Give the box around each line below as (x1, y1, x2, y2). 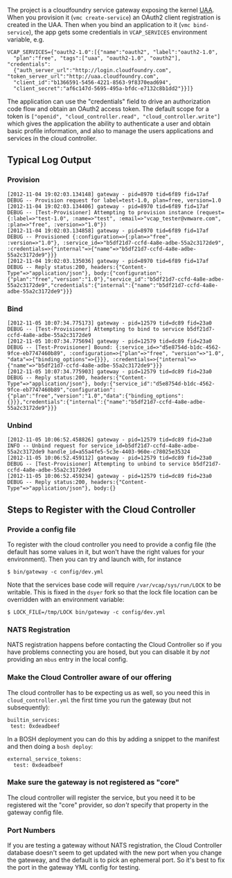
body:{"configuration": (93, 270, 163, 277)
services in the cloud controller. (7, 135, 97, 142)
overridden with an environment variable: (7, 595, 125, 603)
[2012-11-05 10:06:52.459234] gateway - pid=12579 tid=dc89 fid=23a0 (7, 473, 213, 480)
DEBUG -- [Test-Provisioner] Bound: (7, 343, 113, 351)
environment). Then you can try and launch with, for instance (7, 555, 182, 563)
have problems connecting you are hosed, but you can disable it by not (7, 648, 210, 656)
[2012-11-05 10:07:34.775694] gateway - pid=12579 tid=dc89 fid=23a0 (7, 338, 213, 345)
